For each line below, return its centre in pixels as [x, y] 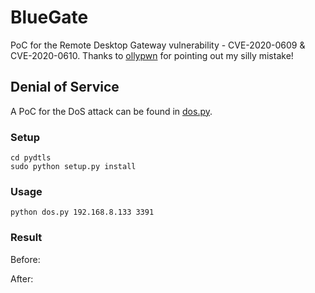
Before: [25, 259]
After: [22, 278]
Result [26, 238]
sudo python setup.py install [73, 167]
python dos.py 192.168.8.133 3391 [82, 212]
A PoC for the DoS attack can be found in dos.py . [111, 111]
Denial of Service [65, 87]
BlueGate [49, 17]
